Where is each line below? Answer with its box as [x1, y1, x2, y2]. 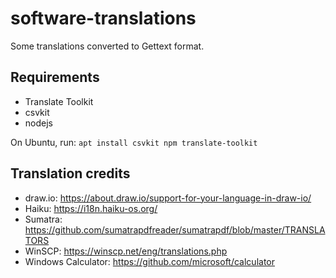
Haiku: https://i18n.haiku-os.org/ [24, 202, 158, 214]
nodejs [24, 117, 53, 129]
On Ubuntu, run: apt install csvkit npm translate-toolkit [10, 136, 258, 148]
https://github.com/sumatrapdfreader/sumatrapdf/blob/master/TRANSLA [24, 223, 326, 236]
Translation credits [10, 165, 131, 182]
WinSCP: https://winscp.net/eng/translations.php [24, 245, 228, 257]
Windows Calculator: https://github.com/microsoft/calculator [24, 255, 276, 267]
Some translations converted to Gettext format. [10, 40, 205, 52]
